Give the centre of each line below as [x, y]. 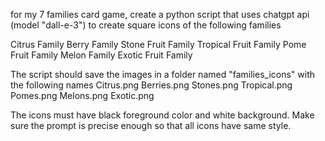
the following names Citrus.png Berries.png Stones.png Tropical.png [151, 85]
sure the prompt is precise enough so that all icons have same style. [151, 125]
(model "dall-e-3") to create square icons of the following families [146, 25]
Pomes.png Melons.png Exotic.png [82, 95]
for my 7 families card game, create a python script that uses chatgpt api [160, 14]
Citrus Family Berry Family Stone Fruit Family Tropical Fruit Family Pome [158, 44]
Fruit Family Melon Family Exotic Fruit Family [101, 55]
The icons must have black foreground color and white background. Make [162, 115]
